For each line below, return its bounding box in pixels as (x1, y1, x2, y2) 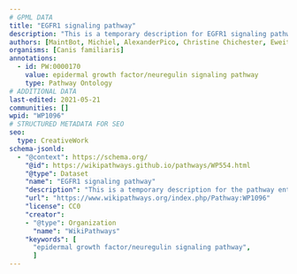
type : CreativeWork (17, 136, 89, 145)
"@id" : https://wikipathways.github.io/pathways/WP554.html (25, 161, 251, 170)
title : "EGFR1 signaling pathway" (9, 21, 137, 30)
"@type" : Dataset (25, 169, 89, 178)
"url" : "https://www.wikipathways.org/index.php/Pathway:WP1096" (25, 194, 271, 203)
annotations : (9, 54, 57, 63)
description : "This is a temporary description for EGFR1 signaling (9, 29, 267, 38)
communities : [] (9, 103, 69, 112)
